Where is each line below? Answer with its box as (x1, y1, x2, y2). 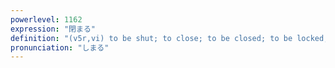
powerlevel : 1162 (10, 14, 83, 25)
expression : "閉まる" (10, 24, 96, 34)
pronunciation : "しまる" (10, 42, 110, 53)
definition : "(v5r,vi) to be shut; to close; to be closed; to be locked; (10, 33, 329, 43)
